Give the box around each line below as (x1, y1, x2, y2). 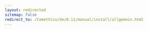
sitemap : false (5, 12, 37, 17)
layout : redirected (5, 7, 46, 13)
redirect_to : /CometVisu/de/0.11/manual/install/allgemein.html (5, 17, 144, 22)
